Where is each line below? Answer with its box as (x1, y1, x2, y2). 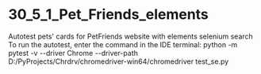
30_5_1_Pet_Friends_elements (8, 6, 209, 24)
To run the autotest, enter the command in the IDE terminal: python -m (8, 39, 238, 49)
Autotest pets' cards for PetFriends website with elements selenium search (8, 31, 254, 41)
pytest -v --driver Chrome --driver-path (8, 48, 139, 57)
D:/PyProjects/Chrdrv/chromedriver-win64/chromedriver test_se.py (8, 57, 229, 66)
